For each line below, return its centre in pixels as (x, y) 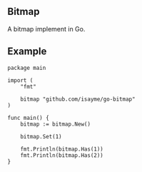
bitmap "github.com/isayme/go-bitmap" (78, 99)
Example (27, 52)
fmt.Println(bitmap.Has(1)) (62, 149)
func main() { (29, 118)
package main (27, 68)
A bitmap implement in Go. (46, 29)
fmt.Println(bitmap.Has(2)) (62, 155)
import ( (20, 80)
